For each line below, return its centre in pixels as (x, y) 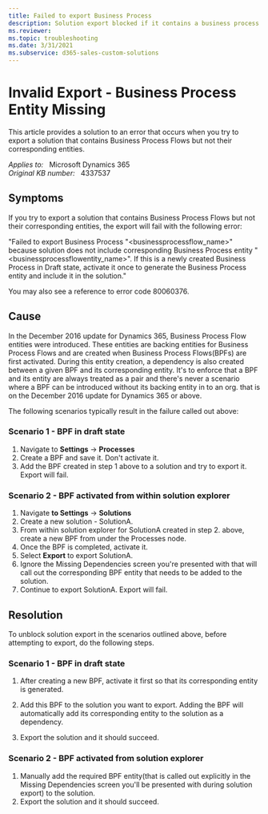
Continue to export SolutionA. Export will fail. (94, 589)
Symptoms (36, 198)
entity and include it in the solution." (67, 275)
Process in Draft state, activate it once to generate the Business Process (127, 267)
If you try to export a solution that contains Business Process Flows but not (132, 217)
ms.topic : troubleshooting (53, 38)
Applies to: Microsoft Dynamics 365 (69, 164)
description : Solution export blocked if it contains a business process (134, 23)
